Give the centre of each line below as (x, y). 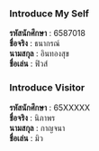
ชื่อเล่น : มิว (26, 137)
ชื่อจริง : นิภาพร (32, 118)
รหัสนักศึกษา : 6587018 (47, 33)
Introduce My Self (49, 14)
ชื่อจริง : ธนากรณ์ (35, 43)
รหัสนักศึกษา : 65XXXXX (50, 108)
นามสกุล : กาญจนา (37, 127)
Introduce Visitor (47, 88)
